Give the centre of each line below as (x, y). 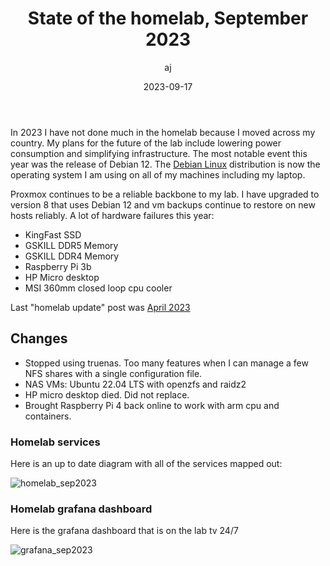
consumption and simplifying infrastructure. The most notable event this (159, 153)
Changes (39, 338)
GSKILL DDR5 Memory (71, 245)
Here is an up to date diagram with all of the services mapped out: (146, 464)
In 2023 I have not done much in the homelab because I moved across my (163, 132)
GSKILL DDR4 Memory (72, 256)
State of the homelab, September (168, 18)
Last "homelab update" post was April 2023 (100, 307)
